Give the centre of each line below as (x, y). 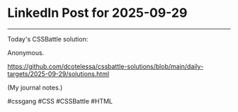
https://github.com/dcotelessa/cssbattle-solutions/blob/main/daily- (106, 66)
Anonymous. (26, 52)
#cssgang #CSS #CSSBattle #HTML (60, 101)
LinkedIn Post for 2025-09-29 (97, 13)
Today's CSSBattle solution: (48, 39)
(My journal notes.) (35, 87)
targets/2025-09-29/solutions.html (58, 74)
